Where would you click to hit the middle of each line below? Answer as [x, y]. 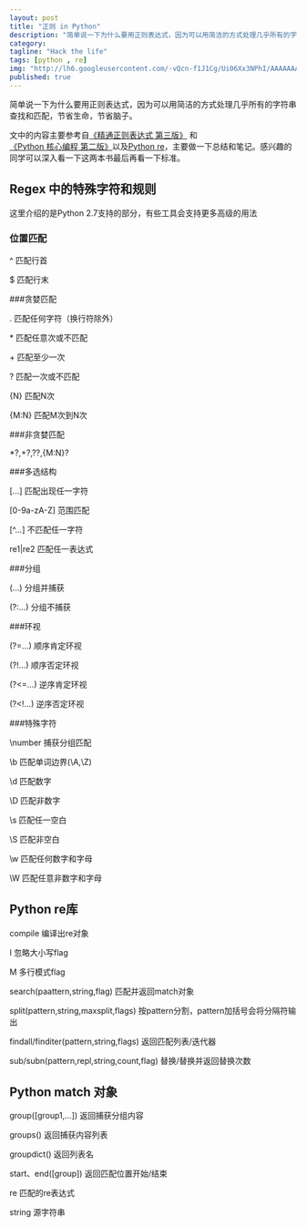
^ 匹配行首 [29, 260]
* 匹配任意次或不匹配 [49, 337]
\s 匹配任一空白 [38, 820]
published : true [40, 77]
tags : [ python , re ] [49, 60]
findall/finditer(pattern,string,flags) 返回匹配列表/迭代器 [113, 1041]
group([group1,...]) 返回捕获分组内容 [76, 1116]
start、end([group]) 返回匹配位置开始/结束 [88, 1174]
